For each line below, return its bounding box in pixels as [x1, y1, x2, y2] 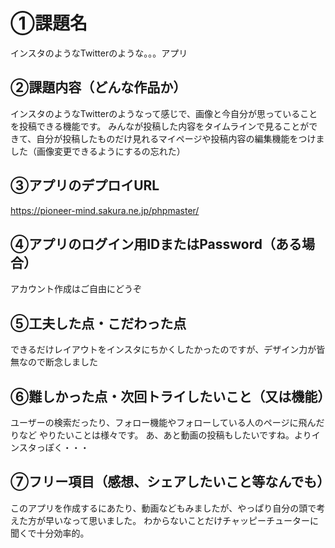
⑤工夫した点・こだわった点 [10, 315, 187, 332]
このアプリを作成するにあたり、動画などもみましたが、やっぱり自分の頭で [10, 502, 317, 514]
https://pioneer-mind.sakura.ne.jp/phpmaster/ [10, 204, 200, 216]
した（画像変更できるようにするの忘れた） [10, 145, 186, 157]
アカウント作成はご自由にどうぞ [10, 283, 142, 295]
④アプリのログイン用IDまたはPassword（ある [10, 235, 303, 253]
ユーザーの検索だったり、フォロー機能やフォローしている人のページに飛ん [10, 417, 317, 428]
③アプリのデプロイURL [10, 177, 160, 194]
